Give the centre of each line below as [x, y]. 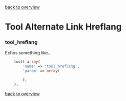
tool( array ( [27, 62]
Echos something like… [29, 53]
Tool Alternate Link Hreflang [63, 27]
